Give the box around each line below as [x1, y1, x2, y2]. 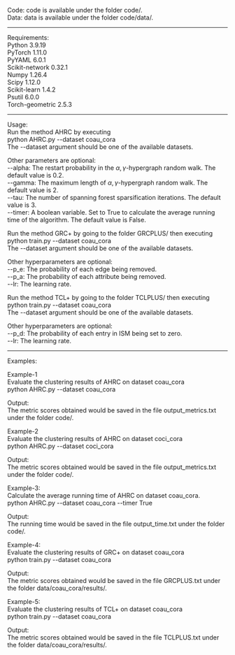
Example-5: [7, 598, 41, 605]
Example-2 [7, 427, 38, 436]
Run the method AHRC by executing [7, 128, 111, 136]
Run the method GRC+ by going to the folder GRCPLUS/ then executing [7, 229, 213, 237]
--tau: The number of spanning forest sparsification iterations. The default [7, 194, 221, 201]
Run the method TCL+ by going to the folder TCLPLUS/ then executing [7, 294, 210, 301]
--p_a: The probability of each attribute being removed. [7, 273, 166, 280]
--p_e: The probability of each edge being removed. [7, 265, 157, 273]
